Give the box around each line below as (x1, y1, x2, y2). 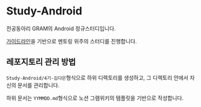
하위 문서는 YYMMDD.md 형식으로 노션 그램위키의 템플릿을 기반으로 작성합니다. (6, 94, 184, 102)
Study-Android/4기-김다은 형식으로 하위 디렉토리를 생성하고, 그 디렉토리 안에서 (6, 74, 189, 81)
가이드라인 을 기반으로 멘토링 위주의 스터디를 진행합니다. (6, 37, 137, 44)
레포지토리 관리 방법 (6, 57, 76, 67)
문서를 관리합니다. (17, 81, 60, 88)
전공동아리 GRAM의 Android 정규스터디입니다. (6, 25, 116, 32)
